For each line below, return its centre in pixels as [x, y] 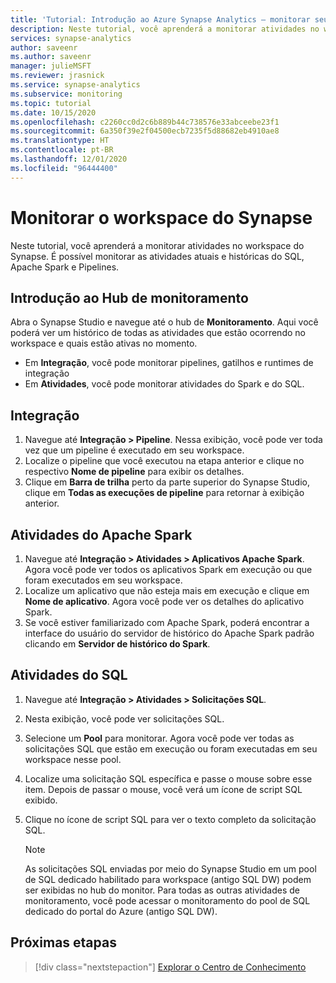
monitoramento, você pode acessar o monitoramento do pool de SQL [167, 900]
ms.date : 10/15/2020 [53, 112]
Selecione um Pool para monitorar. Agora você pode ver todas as [159, 738]
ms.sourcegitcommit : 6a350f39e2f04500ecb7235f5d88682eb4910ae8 [145, 131]
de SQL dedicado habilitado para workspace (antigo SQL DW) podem [168, 879]
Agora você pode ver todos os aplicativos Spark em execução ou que [168, 569]
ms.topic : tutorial [51, 103]
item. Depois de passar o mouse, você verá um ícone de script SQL [163, 789]
